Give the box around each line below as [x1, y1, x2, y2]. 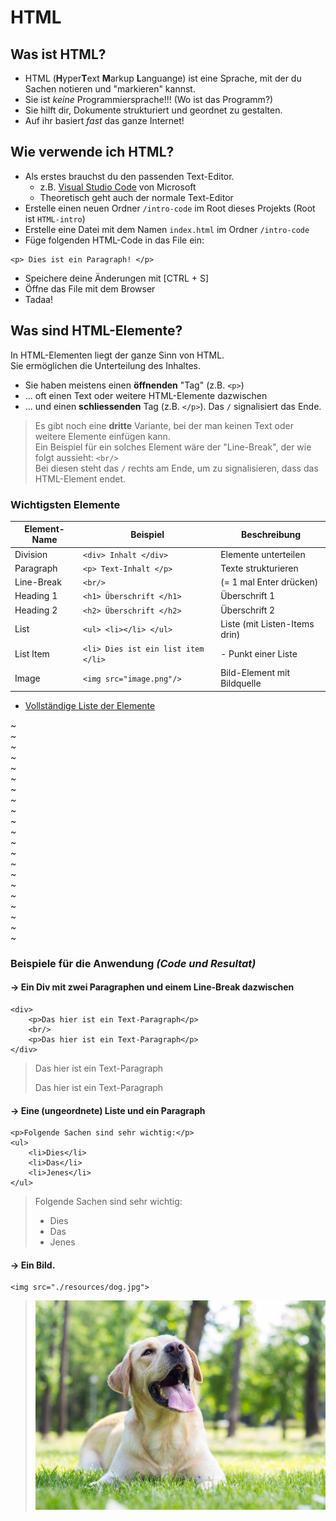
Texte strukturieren [220, 562, 299, 574]
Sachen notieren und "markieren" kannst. [24, 83, 196, 95]
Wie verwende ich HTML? [10, 144, 175, 161]
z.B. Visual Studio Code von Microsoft [39, 181, 197, 193]
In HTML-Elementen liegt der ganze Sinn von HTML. [10, 349, 225, 361]
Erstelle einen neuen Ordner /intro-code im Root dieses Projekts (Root [24, 202, 316, 214]
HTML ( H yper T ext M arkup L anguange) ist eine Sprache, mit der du [24, 72, 302, 84]
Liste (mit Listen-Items [220, 617, 315, 630]
